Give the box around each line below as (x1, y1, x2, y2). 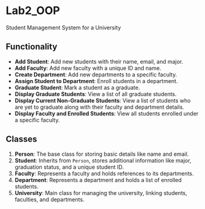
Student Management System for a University (6, 24, 121, 31)
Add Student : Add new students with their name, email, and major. (14, 57, 184, 65)
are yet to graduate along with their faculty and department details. (14, 103, 185, 111)
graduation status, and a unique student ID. (14, 163, 124, 170)
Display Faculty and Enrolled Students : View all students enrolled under (14, 109, 199, 117)
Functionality (6, 42, 58, 52)
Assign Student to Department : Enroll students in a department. (14, 77, 179, 84)
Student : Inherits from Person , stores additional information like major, (14, 156, 191, 164)
